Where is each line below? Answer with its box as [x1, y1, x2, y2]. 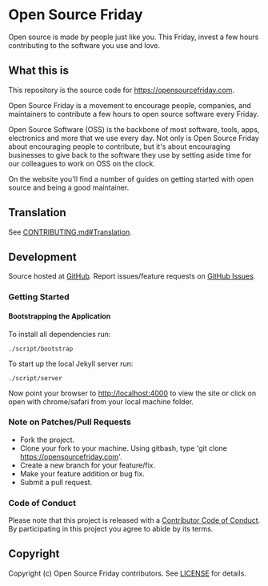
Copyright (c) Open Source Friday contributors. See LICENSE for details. [8, 568, 246, 578]
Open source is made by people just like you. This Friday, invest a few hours [8, 32, 259, 42]
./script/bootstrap [8, 344, 74, 353]
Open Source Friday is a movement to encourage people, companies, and [8, 100, 252, 110]
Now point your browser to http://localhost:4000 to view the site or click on [8, 388, 257, 398]
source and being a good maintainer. [8, 183, 130, 192]
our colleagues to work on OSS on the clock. [8, 159, 156, 168]
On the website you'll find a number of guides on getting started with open [8, 174, 254, 183]
